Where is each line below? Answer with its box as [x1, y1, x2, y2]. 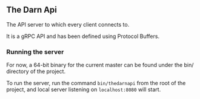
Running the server [6, 48, 64, 56]
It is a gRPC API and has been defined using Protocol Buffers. [6, 33, 159, 40]
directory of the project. [6, 68, 65, 75]
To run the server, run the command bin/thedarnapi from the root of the [6, 80, 186, 87]
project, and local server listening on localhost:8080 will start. [6, 86, 161, 93]
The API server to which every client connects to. [6, 21, 130, 28]
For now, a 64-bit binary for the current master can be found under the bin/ [6, 62, 194, 69]
